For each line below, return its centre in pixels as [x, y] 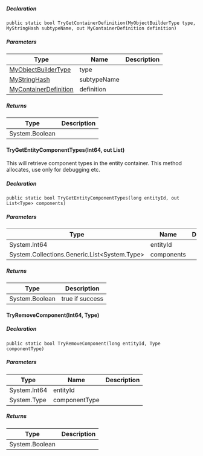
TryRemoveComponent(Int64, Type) [53, 315]
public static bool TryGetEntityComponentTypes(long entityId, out [93, 198]
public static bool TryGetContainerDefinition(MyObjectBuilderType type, [101, 23]
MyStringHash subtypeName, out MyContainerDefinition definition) [92, 28]
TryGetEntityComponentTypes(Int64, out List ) [66, 150]
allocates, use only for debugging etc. [53, 170]
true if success [82, 299]
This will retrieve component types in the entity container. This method [94, 163]
